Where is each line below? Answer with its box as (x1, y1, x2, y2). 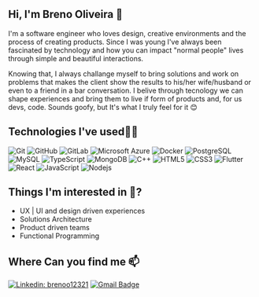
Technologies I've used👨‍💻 (8, 125, 139, 138)
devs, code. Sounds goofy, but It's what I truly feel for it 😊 (8, 102, 198, 112)
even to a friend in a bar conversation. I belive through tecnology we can (8, 86, 244, 95)
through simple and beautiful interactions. (8, 53, 144, 63)
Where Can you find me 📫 (8, 255, 140, 268)
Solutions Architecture (19, 214, 92, 224)
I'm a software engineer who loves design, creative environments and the (8, 28, 246, 38)
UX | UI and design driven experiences (19, 206, 146, 216)
